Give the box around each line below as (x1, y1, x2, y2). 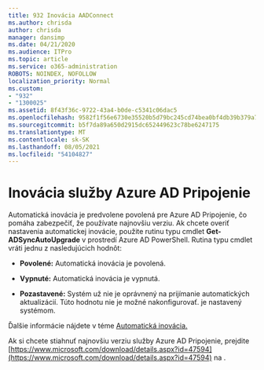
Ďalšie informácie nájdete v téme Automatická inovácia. (8, 321, 188, 331)
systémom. (19, 306, 57, 315)
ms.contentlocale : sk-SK (8, 135, 90, 144)
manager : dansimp (8, 33, 65, 42)
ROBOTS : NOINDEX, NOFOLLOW (8, 70, 97, 78)
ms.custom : (8, 84, 44, 93)
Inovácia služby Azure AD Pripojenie (8, 184, 251, 202)
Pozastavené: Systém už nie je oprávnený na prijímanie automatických (19, 289, 250, 299)
